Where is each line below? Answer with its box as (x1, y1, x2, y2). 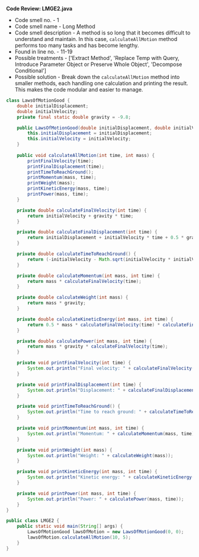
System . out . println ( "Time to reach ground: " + (27, 409, 147, 415)
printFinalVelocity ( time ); (27, 158, 94, 164)
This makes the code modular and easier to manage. (14, 86, 143, 93)
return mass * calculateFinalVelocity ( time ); (27, 278, 142, 284)
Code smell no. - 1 (14, 17, 59, 23)
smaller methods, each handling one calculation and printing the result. (14, 80, 188, 87)
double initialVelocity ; (17, 108, 78, 115)
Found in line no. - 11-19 (14, 48, 73, 55)
